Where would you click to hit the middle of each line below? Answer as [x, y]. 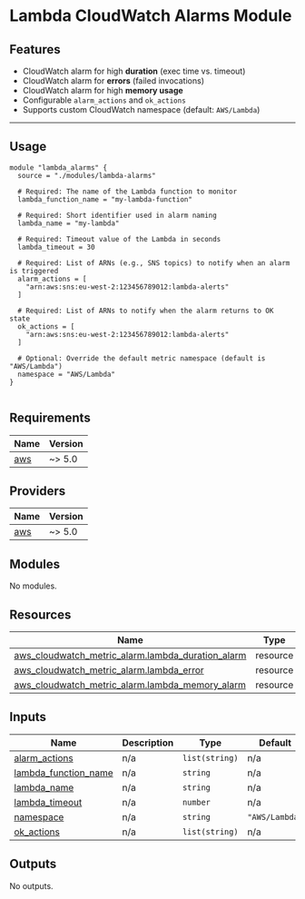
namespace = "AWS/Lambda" [67, 374]
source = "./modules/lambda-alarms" [87, 175]
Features [35, 49]
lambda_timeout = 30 [56, 247]
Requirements [50, 418]
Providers [38, 491]
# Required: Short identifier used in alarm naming [118, 215]
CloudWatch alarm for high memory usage [103, 90]
